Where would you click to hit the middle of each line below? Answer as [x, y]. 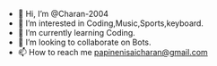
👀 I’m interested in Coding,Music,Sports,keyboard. [111, 23]
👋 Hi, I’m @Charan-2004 [63, 14]
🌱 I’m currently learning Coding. [77, 33]
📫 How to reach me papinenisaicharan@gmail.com [113, 52]
